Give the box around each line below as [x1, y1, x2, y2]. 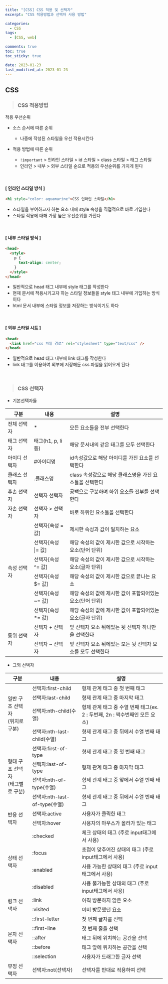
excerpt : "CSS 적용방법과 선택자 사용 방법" [5, 12, 87, 17]
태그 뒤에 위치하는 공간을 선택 [81, 934, 147, 941]
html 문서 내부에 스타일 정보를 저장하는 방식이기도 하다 [12, 303, 119, 309]
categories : [5, 21, 30, 26]
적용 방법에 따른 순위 [12, 146, 53, 152]
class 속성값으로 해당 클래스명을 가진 [69, 471, 152, 478]
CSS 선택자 [17, 385, 44, 392]
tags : [5, 31, 16, 36]
